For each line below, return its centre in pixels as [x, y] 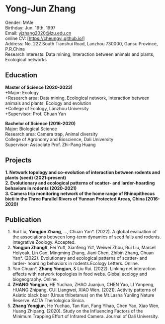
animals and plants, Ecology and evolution [48, 103]
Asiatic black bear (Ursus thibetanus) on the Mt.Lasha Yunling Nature [83, 295]
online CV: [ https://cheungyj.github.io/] [45, 38]
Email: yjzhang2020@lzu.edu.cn [38, 33]
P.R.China [15, 49]
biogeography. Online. [35, 279]
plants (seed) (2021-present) [36, 177]
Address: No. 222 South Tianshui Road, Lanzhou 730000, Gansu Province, [82, 43]
